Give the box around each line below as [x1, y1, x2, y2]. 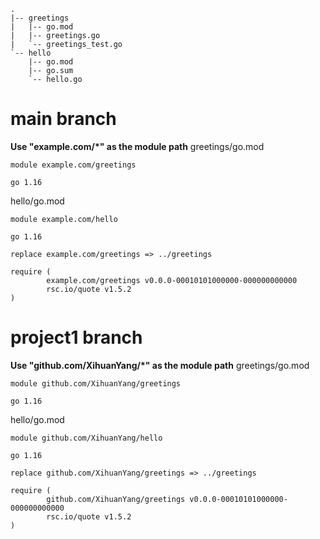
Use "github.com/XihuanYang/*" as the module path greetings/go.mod [10, 359, 310, 371]
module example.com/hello [10, 214, 118, 224]
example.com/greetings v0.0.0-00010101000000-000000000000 [46, 275, 298, 285]
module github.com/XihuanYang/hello [10, 433, 163, 443]
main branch [10, 108, 117, 130]
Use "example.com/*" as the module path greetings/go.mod [10, 140, 265, 152]
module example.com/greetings [10, 160, 137, 170]
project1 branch [10, 326, 143, 349]
